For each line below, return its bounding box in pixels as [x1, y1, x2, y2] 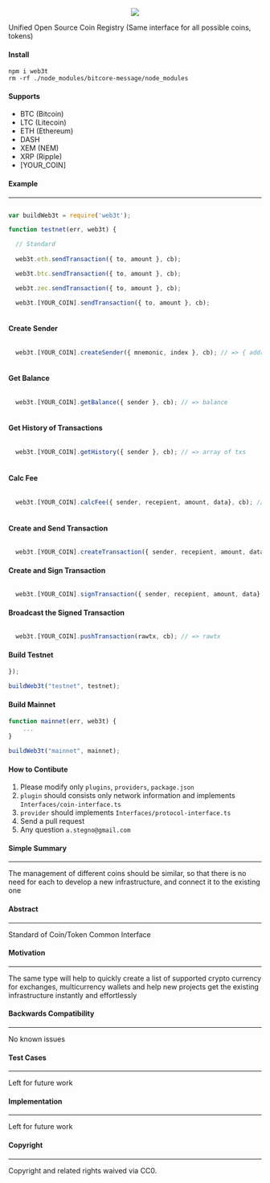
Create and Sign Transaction [8, 565, 106, 575]
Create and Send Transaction [8, 523, 108, 533]
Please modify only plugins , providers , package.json [19, 782, 194, 792]
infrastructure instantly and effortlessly [8, 990, 137, 1000]
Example [8, 179, 39, 188]
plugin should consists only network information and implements [19, 791, 235, 800]
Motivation [8, 948, 46, 958]
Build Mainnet [8, 699, 56, 709]
